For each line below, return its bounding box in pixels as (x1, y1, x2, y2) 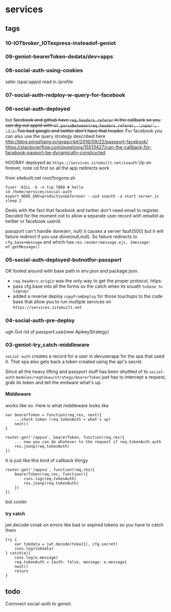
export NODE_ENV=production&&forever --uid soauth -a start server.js (5, 193, 159, 199)
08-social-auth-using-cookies (5, 67, 83, 74)
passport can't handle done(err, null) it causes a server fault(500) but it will (5, 228, 164, 234)
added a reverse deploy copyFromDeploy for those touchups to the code (12, 293, 163, 300)
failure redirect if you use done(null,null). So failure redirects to (5, 233, 137, 240)
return (14, 568, 29, 574)
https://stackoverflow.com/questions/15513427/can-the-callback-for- (5, 144, 152, 150)
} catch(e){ (5, 550, 31, 556)
